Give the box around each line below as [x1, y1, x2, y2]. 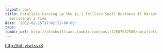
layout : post [5, 7, 32, 12]
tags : [5, 25, 16, 30]
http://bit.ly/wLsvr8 [5, 43, 43, 48]
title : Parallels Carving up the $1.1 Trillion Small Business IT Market [5, 12, 158, 16]
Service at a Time [9, 16, 47, 21]
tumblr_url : [5, 29, 29, 34]
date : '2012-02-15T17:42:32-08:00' [5, 20, 77, 26]
